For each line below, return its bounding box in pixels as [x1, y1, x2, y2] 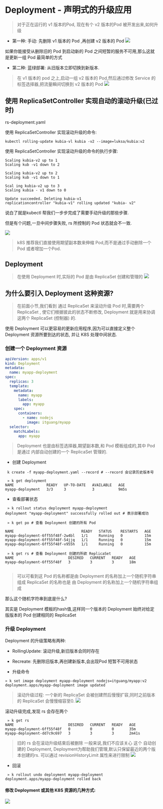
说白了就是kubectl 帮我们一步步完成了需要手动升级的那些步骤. [5, 210, 129, 215]
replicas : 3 [9, 379, 34, 384]
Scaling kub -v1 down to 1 [5, 175, 60, 180]
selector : [9, 424, 29, 429]
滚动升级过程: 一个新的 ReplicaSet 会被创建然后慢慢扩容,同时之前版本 [17, 692, 156, 697]
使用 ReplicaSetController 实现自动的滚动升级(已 [5, 97, 152, 105]
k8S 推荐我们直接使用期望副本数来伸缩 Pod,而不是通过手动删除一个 [17, 239, 152, 245]
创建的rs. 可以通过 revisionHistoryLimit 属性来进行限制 [21, 752, 130, 758]
